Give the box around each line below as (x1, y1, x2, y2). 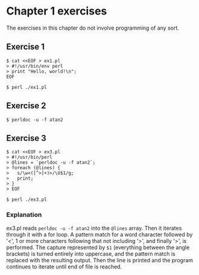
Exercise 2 (6, 101, 46, 111)
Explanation (6, 210, 42, 219)
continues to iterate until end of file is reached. (6, 263, 122, 270)
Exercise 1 (6, 42, 45, 52)
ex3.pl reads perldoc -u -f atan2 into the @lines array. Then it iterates (6, 224, 182, 231)
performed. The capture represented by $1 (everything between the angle (6, 244, 190, 251)
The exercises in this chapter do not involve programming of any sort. (6, 24, 180, 31)
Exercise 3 (6, 133, 46, 143)
